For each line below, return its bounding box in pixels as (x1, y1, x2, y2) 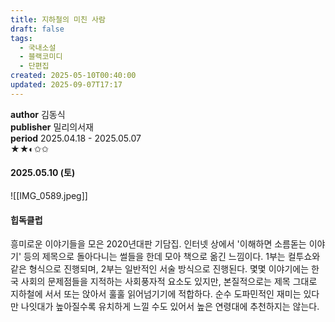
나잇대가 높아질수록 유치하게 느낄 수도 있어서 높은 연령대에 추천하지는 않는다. (20, 301, 320, 313)
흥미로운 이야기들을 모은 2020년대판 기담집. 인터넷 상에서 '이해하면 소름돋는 (10, 238, 307, 250)
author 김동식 (10, 108, 66, 120)
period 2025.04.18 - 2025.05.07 (10, 132, 142, 144)
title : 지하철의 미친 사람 (10, 14, 106, 25)
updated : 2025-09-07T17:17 (10, 80, 123, 90)
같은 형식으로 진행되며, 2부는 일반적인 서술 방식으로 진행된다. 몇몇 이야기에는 (10, 263, 310, 275)
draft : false (10, 24, 65, 34)
